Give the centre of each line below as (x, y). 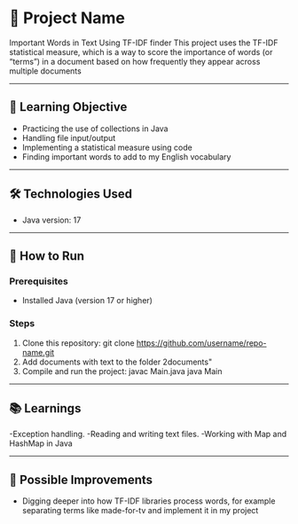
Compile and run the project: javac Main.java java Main (122, 371)
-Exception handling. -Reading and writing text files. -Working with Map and (148, 434)
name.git (38, 352)
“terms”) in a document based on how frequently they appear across (135, 61)
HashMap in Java (41, 443)
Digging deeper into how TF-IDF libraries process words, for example (149, 501)
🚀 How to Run (47, 256)
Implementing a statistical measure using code (107, 147)
